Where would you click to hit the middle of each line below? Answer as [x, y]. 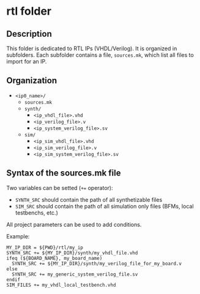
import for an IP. [27, 61]
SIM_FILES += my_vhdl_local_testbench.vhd [61, 285]
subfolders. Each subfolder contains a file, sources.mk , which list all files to [100, 55]
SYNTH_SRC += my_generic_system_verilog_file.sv [75, 274]
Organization [31, 81]
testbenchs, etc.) [36, 213]
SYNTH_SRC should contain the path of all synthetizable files [89, 199]
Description [29, 34]
